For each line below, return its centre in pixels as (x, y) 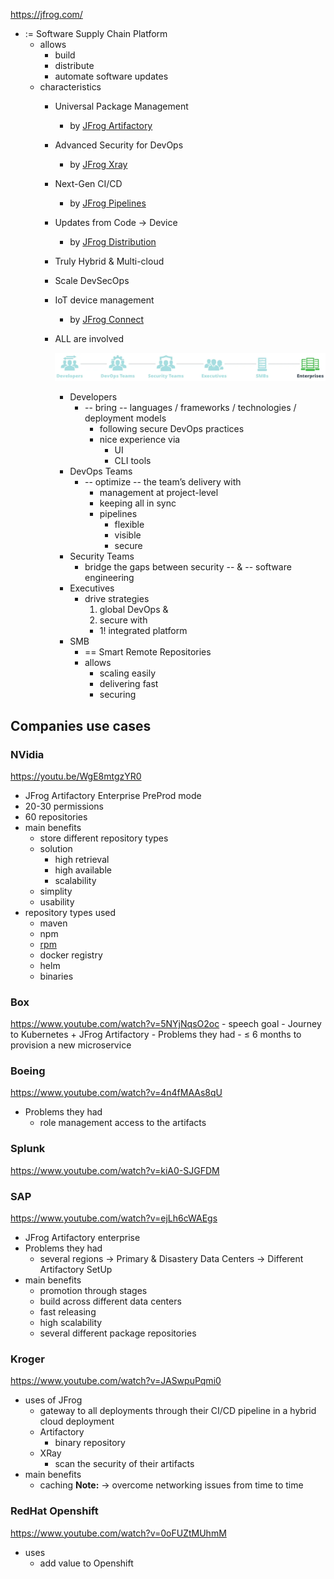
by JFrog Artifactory (111, 125)
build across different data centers (110, 1301)
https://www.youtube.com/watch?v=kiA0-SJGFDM (115, 1170)
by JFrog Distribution (113, 242)
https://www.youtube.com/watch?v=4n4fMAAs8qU (116, 1093)
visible (128, 535)
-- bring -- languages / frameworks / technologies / (190, 408)
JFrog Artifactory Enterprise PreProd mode (113, 795)
